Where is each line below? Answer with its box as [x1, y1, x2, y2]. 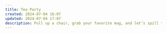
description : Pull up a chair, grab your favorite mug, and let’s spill [5, 20, 159, 26]
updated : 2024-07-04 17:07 [5, 16, 61, 21]
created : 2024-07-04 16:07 [5, 12, 61, 16]
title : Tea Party [5, 7, 41, 12]
